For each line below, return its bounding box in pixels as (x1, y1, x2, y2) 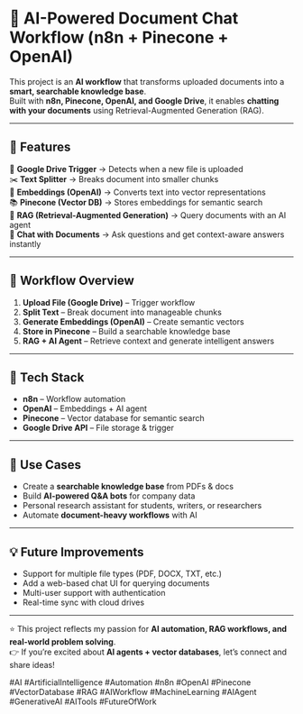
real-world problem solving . (9, 636, 116, 647)
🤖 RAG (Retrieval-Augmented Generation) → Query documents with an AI (9, 209, 287, 220)
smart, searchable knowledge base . (9, 86, 147, 96)
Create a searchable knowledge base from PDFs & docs (22, 481, 234, 492)
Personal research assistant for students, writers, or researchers (22, 500, 262, 511)
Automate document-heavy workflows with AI (22, 509, 197, 521)
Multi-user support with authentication (22, 588, 166, 598)
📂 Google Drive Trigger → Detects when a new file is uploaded (9, 163, 243, 174)
